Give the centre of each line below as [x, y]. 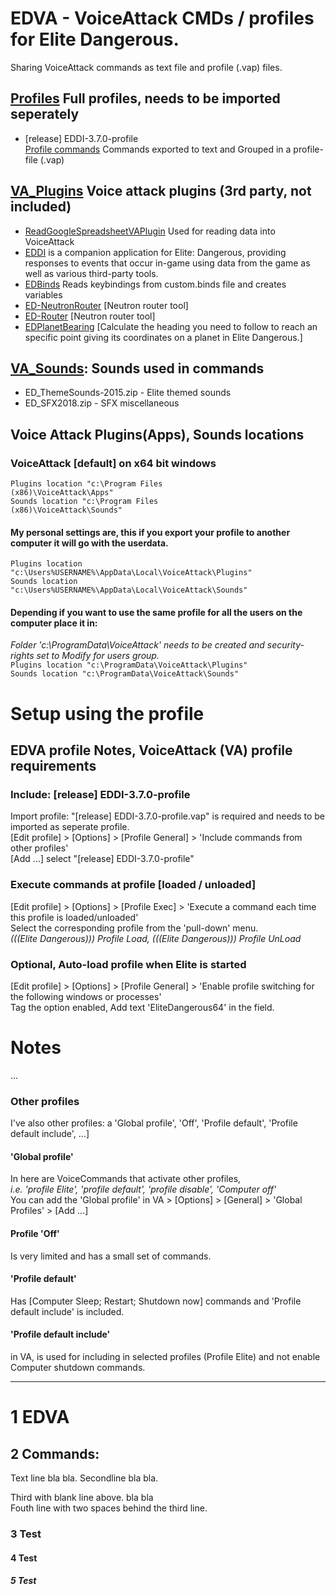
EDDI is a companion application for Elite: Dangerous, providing [155, 252]
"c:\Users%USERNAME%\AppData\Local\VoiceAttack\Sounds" [129, 590]
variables [43, 294]
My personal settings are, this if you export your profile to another [150, 532]
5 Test [23, 1581]
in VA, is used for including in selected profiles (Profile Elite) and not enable [165, 1356]
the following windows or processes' [86, 996]
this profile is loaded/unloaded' [74, 917]
